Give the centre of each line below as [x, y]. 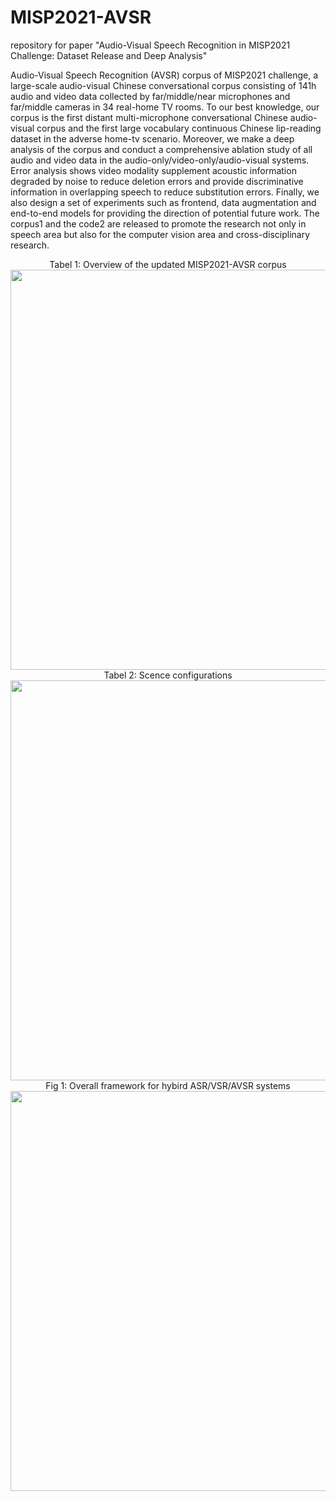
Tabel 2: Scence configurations [168, 675]
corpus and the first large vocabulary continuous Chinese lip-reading [179, 128]
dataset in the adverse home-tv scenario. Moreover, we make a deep [152, 138]
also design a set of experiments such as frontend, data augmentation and [163, 202]
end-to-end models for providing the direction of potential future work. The [165, 213]
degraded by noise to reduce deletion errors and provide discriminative [157, 181]
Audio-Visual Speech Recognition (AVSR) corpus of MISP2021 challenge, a [164, 75]
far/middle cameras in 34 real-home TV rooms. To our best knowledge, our [165, 107]
